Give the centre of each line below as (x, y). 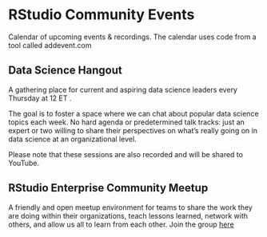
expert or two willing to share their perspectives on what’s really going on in (133, 130)
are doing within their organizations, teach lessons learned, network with (128, 215)
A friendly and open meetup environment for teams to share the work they (131, 207)
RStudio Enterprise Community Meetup (108, 188)
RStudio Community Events (102, 15)
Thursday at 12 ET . (40, 98)
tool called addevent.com (50, 45)
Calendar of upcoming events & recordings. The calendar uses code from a (132, 37)
